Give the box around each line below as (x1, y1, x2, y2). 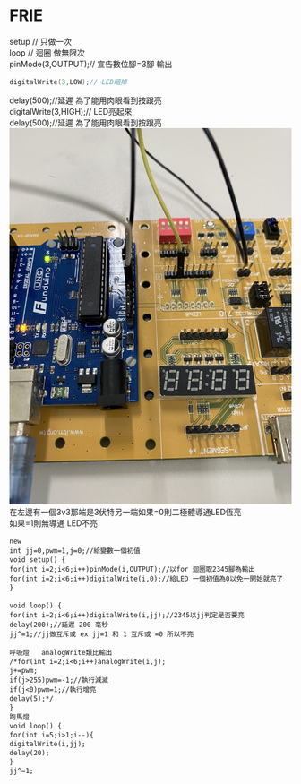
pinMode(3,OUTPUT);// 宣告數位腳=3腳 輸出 (9, 58, 173, 69)
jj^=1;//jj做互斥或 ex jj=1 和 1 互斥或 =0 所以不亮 (9, 629, 194, 639)
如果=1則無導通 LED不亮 (9, 517, 99, 529)
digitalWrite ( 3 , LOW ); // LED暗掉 (9, 77, 127, 86)
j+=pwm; (9, 666, 39, 675)
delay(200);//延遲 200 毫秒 (9, 620, 109, 629)
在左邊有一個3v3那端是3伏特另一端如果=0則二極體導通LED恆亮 (9, 506, 242, 517)
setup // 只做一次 (9, 36, 72, 47)
